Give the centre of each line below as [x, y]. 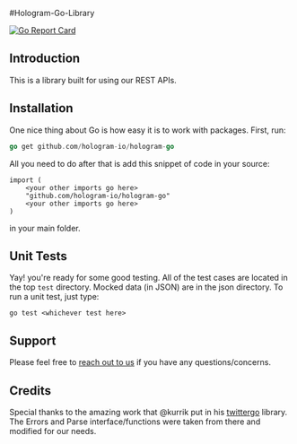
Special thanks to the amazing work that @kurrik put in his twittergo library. [148, 412]
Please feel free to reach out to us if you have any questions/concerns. [140, 362]
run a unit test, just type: [54, 297]
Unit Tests [38, 256]
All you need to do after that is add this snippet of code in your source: [140, 163]
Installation [41, 108]
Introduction [45, 59]
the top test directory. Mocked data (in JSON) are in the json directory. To [146, 287]
